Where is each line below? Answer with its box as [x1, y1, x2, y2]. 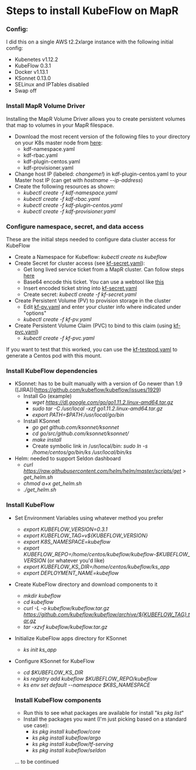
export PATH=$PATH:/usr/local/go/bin [32, 411, 124, 418]
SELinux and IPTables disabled [14, 81, 89, 88]
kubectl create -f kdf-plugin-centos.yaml [23, 201, 123, 209]
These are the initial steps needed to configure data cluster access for [6, 236, 176, 243]
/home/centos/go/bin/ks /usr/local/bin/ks [32, 449, 132, 456]
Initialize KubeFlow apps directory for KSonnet [14, 634, 127, 641]
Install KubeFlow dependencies [6, 367, 98, 375]
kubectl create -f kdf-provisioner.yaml [23, 207, 116, 215]
